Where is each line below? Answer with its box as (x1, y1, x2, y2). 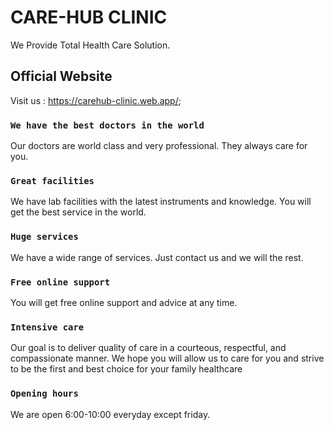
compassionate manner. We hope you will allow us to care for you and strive (10, 352, 325, 365)
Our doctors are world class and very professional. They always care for (10, 140, 308, 152)
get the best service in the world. (10, 206, 147, 218)
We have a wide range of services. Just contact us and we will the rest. (10, 251, 304, 263)
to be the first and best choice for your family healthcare (10, 363, 243, 375)
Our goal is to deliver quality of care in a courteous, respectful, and (10, 342, 287, 354)
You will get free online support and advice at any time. (10, 296, 238, 308)
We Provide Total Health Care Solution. (10, 39, 171, 51)
